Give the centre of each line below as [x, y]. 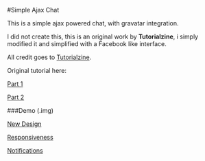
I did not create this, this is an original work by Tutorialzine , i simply [103, 36]
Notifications [25, 150]
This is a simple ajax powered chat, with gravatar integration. [93, 23]
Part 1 [15, 84]
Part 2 [16, 97]
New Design [24, 124]
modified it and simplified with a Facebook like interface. [87, 44]
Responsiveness [30, 137]
